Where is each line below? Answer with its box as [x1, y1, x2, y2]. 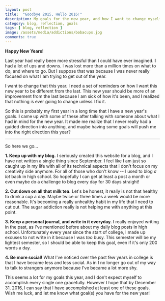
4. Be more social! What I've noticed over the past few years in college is [5, 254, 153, 260]
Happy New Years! [5, 48, 44, 54]
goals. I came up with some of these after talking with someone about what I [5, 113, 160, 119]
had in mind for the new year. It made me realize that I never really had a [5, 119, 151, 124]
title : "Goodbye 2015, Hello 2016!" [5, 12, 82, 17]
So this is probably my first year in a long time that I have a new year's [5, 108, 147, 114]
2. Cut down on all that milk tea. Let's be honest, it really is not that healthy [5, 188, 158, 194]
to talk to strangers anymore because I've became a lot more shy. [5, 265, 138, 271]
